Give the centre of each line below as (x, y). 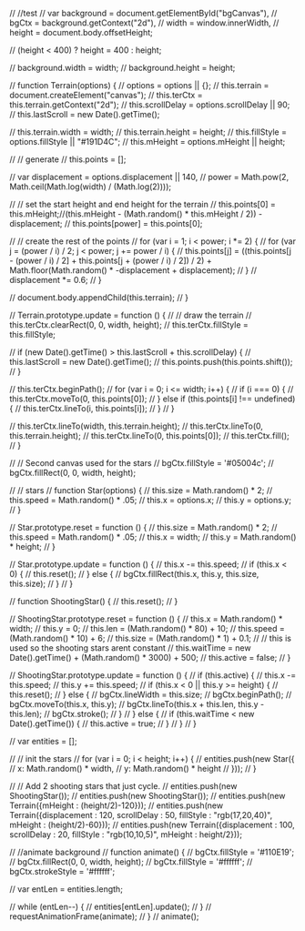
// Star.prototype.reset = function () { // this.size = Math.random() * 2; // (143, 527)
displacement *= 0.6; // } (56, 280)
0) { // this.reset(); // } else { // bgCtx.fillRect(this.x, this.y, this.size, (134, 574)
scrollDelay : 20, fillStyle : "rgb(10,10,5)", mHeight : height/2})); (126, 835)
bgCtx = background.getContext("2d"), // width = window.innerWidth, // (144, 23)
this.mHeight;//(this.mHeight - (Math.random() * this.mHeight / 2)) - (136, 214)
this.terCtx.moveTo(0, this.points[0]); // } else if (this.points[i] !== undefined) (152, 399)
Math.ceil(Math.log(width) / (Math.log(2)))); (91, 187)
